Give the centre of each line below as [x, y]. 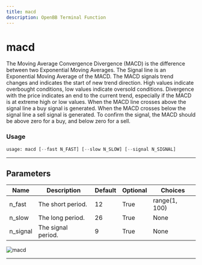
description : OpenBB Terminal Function [56, 17]
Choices [173, 190]
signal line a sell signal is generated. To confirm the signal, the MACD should [101, 115]
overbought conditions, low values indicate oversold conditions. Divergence [100, 89]
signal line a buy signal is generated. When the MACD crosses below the [96, 108]
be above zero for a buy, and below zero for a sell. [69, 121]
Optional [135, 190]
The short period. [63, 204]
